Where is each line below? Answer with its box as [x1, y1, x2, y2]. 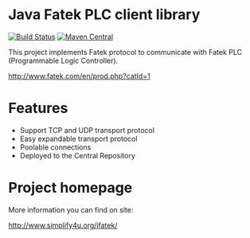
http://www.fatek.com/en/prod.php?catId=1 [8, 71, 150, 80]
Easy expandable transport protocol [19, 134, 138, 143]
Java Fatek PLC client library [8, 6, 201, 24]
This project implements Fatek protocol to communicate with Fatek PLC [8, 47, 243, 57]
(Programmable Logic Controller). [8, 56, 119, 65]
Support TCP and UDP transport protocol [19, 125, 155, 135]
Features [8, 99, 68, 117]
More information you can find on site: [8, 205, 134, 214]
